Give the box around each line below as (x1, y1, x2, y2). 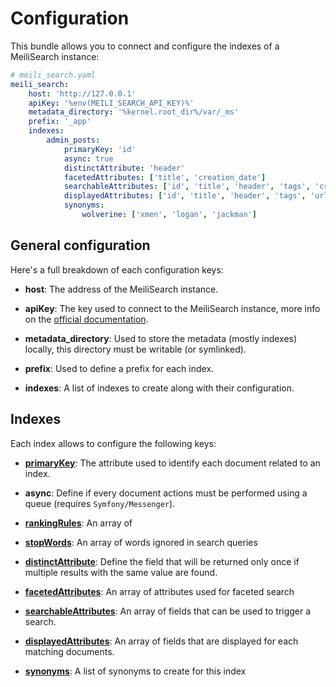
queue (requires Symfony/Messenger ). (24, 497, 176, 509)
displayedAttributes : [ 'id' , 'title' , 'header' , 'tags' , (63, 191, 307, 201)
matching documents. (24, 645, 115, 657)
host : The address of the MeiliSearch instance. (24, 283, 219, 295)
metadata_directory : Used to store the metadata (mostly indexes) (24, 332, 298, 344)
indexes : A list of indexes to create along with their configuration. (24, 382, 295, 394)
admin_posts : (46, 135, 101, 146)
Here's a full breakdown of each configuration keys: (10, 263, 224, 276)
